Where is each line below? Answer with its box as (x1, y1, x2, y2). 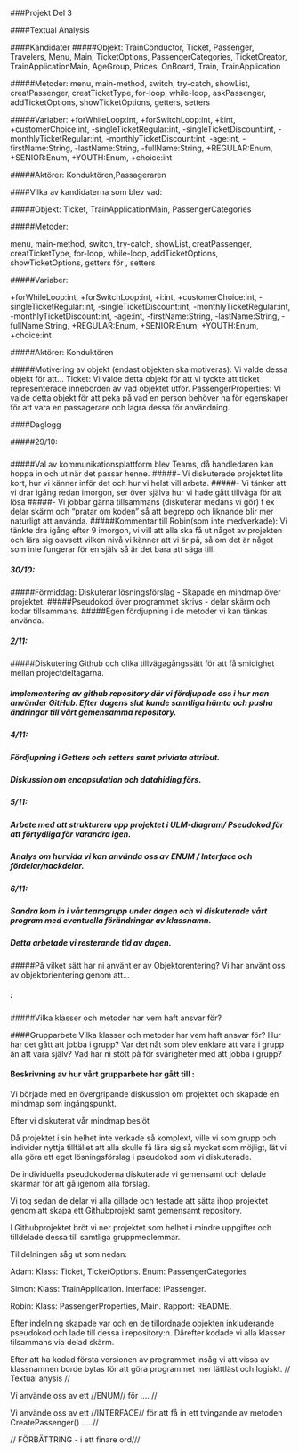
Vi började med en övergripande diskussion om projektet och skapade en (10, 1088, 279, 1099)
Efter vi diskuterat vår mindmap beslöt (10, 1115, 150, 1125)
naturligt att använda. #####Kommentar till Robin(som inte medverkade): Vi (10, 515, 287, 526)
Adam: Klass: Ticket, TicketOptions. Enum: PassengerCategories (10, 1266, 247, 1277)
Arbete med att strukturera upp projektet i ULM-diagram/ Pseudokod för (10, 819, 284, 830)
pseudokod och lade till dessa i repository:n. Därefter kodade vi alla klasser (10, 1327, 286, 1338)
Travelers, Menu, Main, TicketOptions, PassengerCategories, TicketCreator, (10, 52, 287, 61)
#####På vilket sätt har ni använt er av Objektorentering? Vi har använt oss (10, 960, 286, 970)
